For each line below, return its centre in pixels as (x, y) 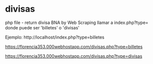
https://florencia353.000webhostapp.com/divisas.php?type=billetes (74, 46)
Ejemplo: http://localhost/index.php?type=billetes (55, 37)
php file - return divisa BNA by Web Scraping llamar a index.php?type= (77, 22)
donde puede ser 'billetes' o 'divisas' (42, 27)
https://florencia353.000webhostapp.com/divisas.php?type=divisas (74, 56)
